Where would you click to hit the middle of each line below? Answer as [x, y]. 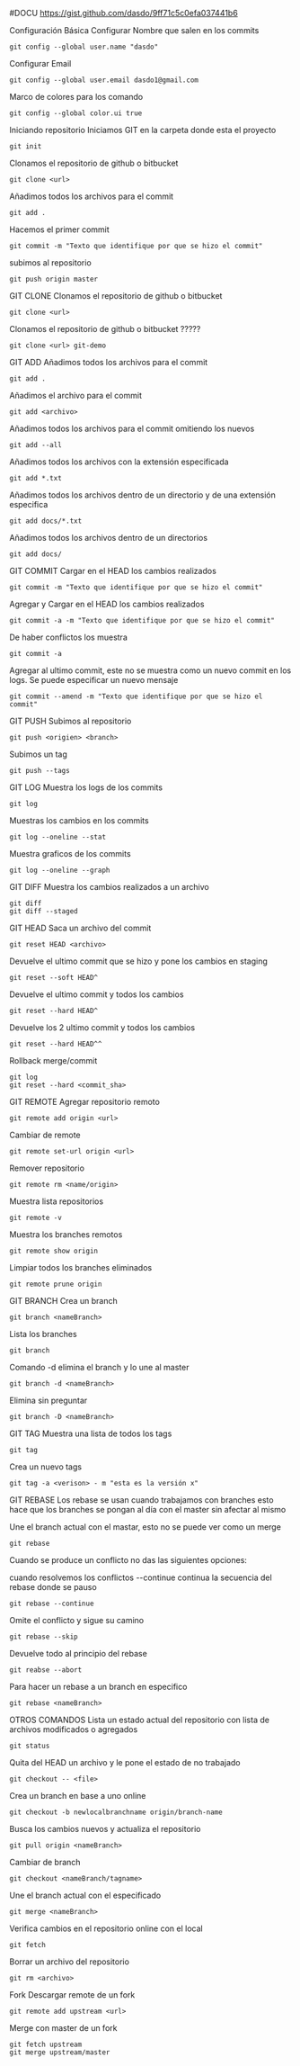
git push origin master [54, 279]
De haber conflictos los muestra [68, 637]
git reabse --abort [46, 1670]
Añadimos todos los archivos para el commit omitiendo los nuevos [132, 428]
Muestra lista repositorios [57, 1201]
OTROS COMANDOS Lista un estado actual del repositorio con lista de [139, 1720]
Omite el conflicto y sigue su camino [77, 1620]
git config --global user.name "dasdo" [84, 47]
